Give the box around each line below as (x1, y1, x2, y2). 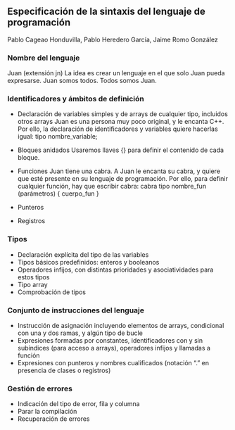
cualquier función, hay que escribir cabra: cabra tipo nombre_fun (17, 182, 206, 191)
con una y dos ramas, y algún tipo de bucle (17, 329, 143, 337)
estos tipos (17, 272, 50, 281)
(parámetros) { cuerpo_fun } (17, 189, 100, 198)
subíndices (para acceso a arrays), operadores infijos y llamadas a (17, 344, 211, 352)
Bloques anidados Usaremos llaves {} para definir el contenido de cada (17, 146, 224, 154)
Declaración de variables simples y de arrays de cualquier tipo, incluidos (17, 110, 229, 118)
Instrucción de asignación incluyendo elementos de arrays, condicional (17, 322, 224, 329)
